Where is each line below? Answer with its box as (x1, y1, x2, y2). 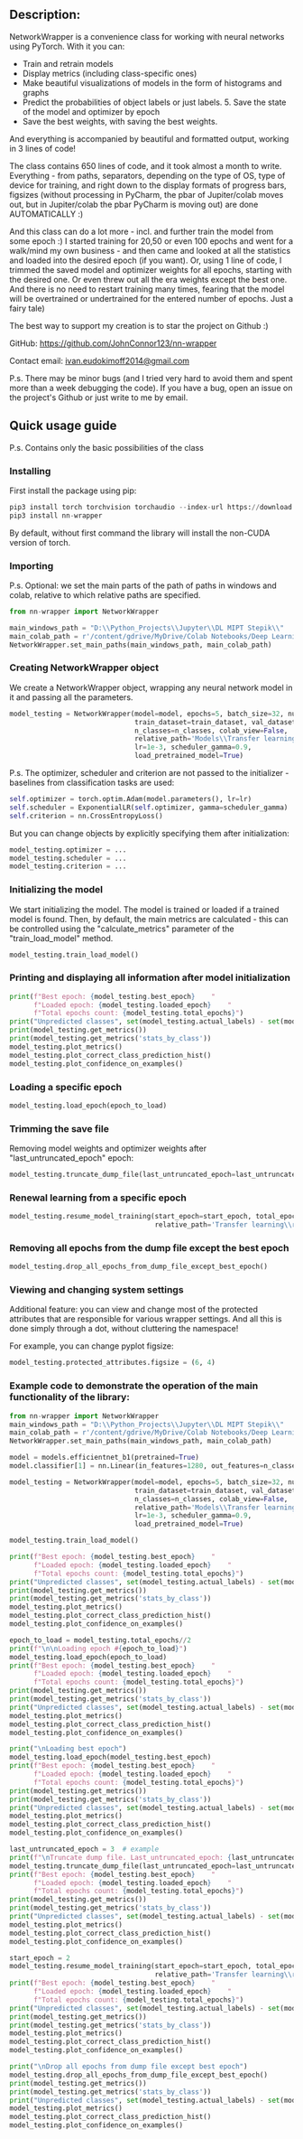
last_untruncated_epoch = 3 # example (9, 1845, 160, 1854)
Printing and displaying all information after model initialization (9, 971, 291, 984)
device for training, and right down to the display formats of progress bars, (9, 180, 287, 191)
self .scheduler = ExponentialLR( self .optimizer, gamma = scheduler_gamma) (9, 803, 289, 812)
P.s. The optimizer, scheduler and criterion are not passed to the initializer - (9, 768, 289, 779)
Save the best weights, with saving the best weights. (22, 116, 218, 126)
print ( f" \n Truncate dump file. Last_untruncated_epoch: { (9, 1853, 232, 1862)
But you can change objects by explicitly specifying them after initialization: (9, 827, 290, 838)
